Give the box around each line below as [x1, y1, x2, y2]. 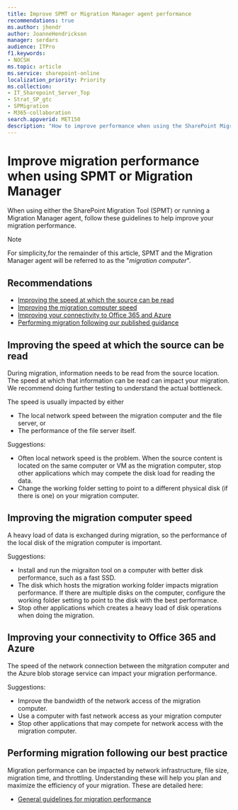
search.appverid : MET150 [7, 116, 81, 123]
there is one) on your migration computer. [17, 492, 140, 500]
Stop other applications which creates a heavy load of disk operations [17, 603, 222, 612]
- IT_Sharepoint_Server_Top [7, 89, 91, 96]
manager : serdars [7, 37, 59, 44]
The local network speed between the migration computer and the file [17, 412, 222, 420]
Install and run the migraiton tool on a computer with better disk [17, 566, 203, 574]
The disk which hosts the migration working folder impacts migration [17, 580, 218, 589]
